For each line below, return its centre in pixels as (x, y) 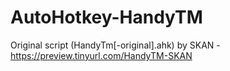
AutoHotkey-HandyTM (106, 17)
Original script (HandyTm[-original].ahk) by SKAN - (115, 45)
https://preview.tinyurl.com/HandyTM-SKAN (101, 55)
